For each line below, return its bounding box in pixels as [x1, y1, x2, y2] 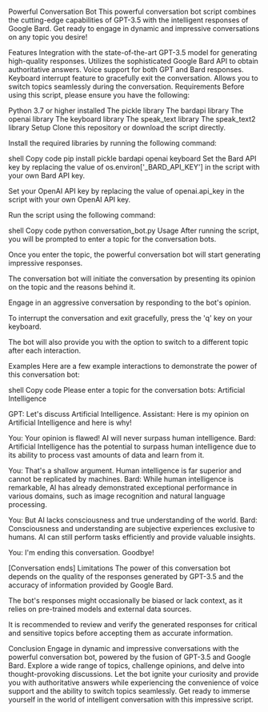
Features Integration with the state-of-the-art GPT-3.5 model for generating [8, 48, 258, 57]
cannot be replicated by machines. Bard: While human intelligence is [8, 474, 234, 483]
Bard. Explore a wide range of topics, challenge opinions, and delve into [8, 661, 246, 670]
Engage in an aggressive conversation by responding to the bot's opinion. [8, 298, 252, 307]
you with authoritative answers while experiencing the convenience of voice [8, 678, 259, 687]
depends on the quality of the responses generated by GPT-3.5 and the [8, 572, 244, 581]
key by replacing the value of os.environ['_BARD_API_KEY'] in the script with [8, 162, 260, 171]
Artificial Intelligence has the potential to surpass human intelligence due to [8, 442, 257, 451]
